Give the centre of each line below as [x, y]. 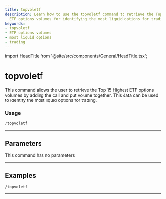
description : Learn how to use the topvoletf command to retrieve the [79, 14]
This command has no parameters [40, 155]
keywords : [15, 24]
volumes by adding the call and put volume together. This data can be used [82, 95]
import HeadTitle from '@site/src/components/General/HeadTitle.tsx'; [76, 56]
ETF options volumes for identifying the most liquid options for [79, 19]
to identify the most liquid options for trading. [51, 100]
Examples [21, 175]
